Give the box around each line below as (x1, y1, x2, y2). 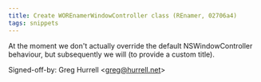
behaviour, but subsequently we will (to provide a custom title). (8, 49, 216, 59)
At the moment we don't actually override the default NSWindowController (8, 41, 253, 50)
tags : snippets (8, 19, 59, 27)
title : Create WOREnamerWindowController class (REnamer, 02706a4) (8, 11, 238, 20)
